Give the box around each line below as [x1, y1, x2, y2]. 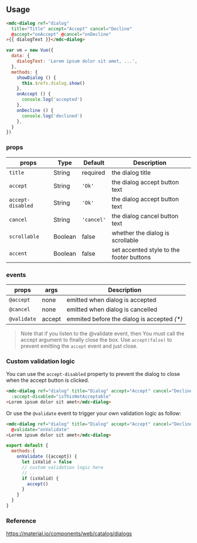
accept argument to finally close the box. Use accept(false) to [20, 336, 172, 343]
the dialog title [111, 168, 151, 176]
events [6, 271, 26, 279]
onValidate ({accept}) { [16, 454, 77, 459]
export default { [6, 442, 49, 449]
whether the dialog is [111, 229, 170, 237]
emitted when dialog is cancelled [66, 305, 157, 314]
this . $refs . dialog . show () [21, 80, 85, 86]
